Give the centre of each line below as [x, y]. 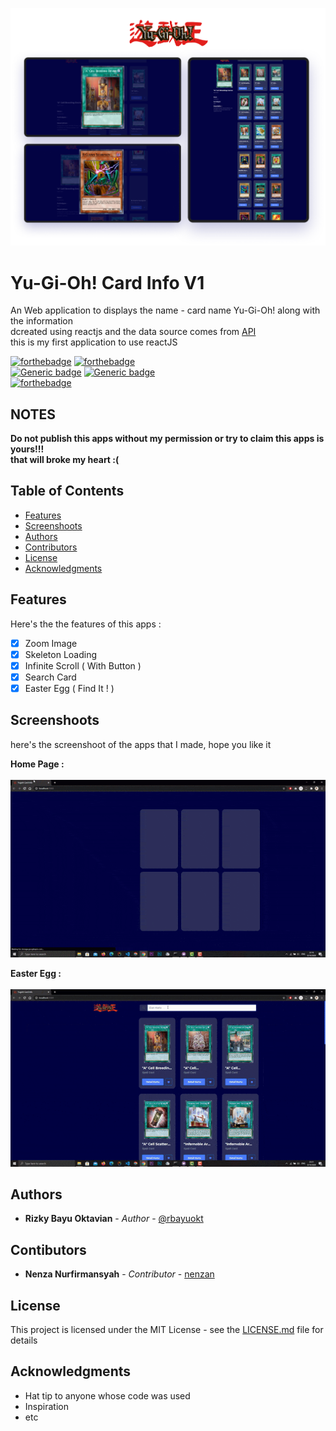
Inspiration [46, 1406]
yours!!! [27, 449]
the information [42, 321]
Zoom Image [51, 643]
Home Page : [37, 764]
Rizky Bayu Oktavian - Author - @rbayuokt [114, 1219]
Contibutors [48, 1249]
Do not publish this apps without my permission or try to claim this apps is [167, 439]
